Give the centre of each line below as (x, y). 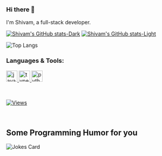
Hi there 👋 (21, 9)
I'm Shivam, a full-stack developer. (48, 23)
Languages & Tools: (35, 61)
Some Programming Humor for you (72, 133)
